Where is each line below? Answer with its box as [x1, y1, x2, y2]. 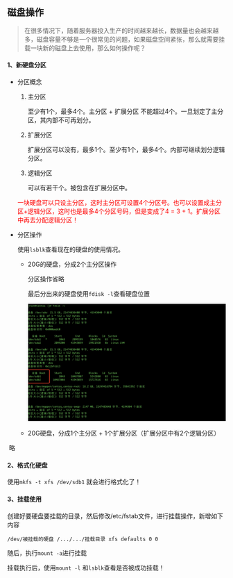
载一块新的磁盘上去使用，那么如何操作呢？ [24, 44, 146, 52]
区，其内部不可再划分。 [27, 116, 95, 124]
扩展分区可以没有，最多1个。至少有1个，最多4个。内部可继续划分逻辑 [27, 145, 225, 154]
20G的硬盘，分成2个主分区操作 [27, 260, 116, 269]
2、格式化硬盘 [7, 461, 48, 469]
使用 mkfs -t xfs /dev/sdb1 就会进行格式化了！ [7, 478, 141, 486]
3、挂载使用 [7, 495, 42, 503]
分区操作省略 [27, 275, 64, 283]
